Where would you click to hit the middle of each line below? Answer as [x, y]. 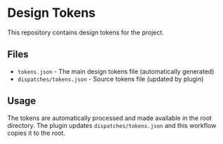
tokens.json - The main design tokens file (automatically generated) [116, 71]
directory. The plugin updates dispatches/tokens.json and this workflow [112, 125]
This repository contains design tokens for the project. [86, 32]
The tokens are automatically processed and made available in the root [110, 118]
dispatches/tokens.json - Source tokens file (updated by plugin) [110, 79]
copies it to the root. [36, 133]
